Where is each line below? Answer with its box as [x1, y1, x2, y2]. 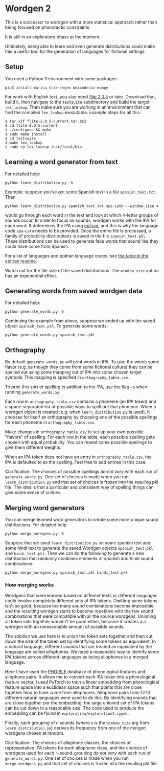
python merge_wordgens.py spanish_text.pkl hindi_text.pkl [5, 570, 128, 575]
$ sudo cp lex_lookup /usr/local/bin [5, 144, 82, 149]
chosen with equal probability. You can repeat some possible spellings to [5, 439, 153, 445]
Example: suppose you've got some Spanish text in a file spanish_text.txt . [5, 189, 157, 195]
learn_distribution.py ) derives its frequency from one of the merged [5, 725, 146, 731]
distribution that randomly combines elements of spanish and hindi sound [5, 556, 153, 561]
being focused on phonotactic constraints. [5, 24, 91, 30]
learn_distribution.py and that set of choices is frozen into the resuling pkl [5, 479, 158, 485]
